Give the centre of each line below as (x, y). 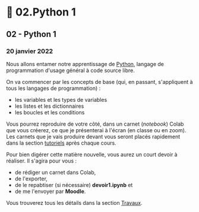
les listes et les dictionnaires (49, 106)
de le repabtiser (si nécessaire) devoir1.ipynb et (74, 185)
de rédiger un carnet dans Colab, (55, 172)
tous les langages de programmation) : (53, 88)
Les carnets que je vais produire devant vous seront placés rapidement (93, 136)
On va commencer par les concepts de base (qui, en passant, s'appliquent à (99, 82)
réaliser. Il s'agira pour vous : (42, 161)
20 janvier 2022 (30, 51)
